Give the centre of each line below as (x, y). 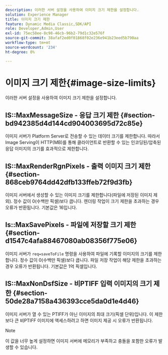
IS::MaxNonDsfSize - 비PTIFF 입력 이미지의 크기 (79, 284)
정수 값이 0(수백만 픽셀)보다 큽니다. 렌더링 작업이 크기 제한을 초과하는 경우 (86, 201)
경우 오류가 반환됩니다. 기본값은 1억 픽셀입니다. (51, 266)
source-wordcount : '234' (31, 47)
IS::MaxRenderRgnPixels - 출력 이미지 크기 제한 (78, 166)
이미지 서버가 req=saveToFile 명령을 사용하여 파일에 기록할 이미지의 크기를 (79, 254)
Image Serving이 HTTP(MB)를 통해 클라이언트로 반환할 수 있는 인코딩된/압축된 (83, 143)
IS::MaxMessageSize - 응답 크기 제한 (62, 115)
